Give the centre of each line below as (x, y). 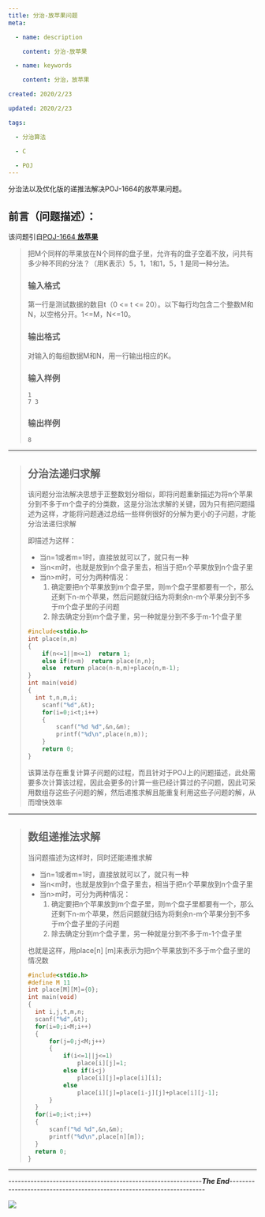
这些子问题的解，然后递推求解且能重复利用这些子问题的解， (152, 792)
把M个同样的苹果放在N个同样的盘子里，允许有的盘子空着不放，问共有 (140, 254)
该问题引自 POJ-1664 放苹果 (53, 237)
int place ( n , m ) (52, 639)
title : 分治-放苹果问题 (43, 15)
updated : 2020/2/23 (40, 108)
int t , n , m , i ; (56, 697)
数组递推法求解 (64, 837)
